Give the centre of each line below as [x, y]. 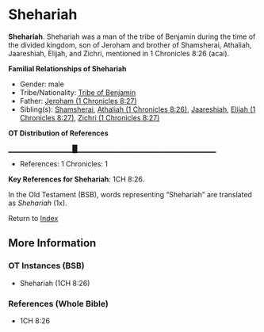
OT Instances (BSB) [46, 265]
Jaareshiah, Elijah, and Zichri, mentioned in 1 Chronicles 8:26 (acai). [119, 53]
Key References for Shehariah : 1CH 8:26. [77, 179]
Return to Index [33, 218]
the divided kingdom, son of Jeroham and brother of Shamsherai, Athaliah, [130, 44]
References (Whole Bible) [58, 303]
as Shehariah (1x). [38, 203]
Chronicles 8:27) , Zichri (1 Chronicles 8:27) [90, 117]
